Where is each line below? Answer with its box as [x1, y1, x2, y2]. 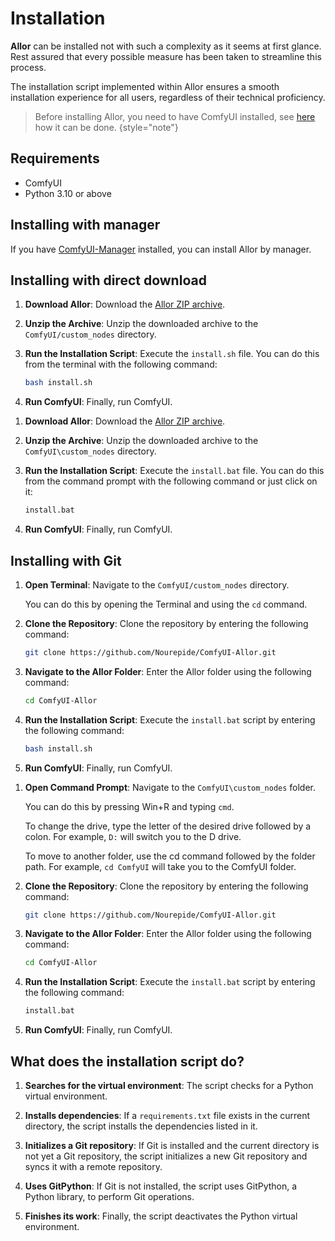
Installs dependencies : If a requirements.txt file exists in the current [24, 1110, 311, 1121]
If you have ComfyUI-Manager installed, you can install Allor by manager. [10, 243, 312, 255]
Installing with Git [10, 552, 122, 569]
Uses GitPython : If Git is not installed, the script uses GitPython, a [24, 1180, 298, 1192]
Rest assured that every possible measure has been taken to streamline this [10, 50, 322, 62]
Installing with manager [10, 217, 161, 234]
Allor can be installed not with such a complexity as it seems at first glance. [10, 40, 322, 52]
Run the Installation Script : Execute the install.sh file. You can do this [24, 348, 320, 360]
